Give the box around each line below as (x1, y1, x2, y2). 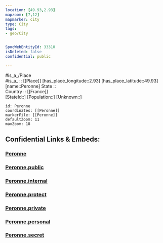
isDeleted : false (5, 49, 42, 54)
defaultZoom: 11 (5, 117, 39, 122)
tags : (5, 26, 17, 31)
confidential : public (5, 54, 51, 59)
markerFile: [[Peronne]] (5, 112, 58, 117)
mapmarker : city (5, 17, 39, 22)
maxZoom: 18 (5, 121, 30, 127)
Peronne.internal (5, 177, 48, 184)
